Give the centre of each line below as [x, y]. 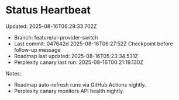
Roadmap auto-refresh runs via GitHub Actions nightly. [80, 84]
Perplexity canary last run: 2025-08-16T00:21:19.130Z [79, 62]
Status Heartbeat [48, 10]
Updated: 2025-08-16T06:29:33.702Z [51, 26]
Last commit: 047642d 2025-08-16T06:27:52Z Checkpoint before [93, 44]
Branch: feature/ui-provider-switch [56, 37]
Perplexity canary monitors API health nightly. [69, 91]
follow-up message [37, 49]
